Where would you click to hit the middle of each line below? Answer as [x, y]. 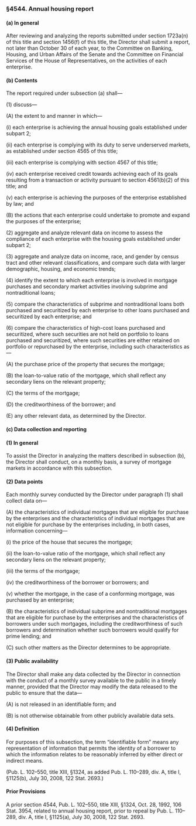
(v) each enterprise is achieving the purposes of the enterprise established [96, 197]
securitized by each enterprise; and [49, 317]
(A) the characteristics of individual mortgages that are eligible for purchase [97, 512]
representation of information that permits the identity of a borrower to [91, 748]
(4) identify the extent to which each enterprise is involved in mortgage [92, 281]
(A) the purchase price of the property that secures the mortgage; [85, 364]
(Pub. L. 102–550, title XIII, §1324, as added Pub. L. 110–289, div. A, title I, [94, 772]
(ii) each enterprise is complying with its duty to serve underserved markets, [98, 145]
